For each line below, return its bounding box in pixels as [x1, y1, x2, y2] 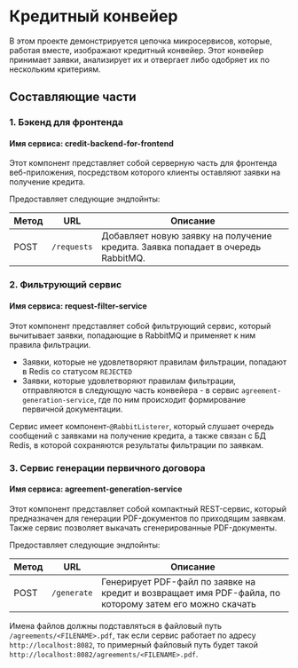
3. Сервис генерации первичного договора [9, 461, 206, 474]
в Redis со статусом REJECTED [21, 365, 133, 376]
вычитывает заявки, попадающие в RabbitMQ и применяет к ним [9, 330, 256, 341]
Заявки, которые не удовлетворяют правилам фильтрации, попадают [21, 357, 287, 367]
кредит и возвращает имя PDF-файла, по [101, 586, 281, 599]
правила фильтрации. [9, 339, 91, 350]
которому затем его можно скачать [101, 597, 257, 609]
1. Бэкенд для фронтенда [9, 116, 124, 129]
